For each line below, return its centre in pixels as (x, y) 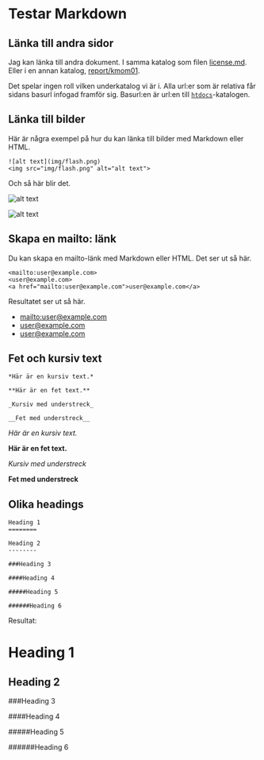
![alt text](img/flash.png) (55, 161)
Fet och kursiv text (55, 359)
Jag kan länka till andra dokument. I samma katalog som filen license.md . (128, 62)
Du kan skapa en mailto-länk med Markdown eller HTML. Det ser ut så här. (130, 258)
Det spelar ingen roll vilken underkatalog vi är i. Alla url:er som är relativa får (132, 86)
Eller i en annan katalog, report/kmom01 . (74, 71)
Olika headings (46, 504)
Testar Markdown (68, 14)
